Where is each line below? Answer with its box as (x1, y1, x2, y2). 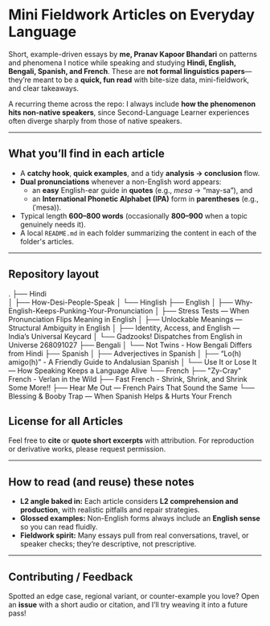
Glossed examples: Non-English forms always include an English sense (19, 513, 261, 523)
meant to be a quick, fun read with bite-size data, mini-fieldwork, (33, 75, 250, 84)
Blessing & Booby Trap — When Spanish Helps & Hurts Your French (8, 391, 232, 401)
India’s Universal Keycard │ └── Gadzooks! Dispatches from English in (8, 331, 243, 341)
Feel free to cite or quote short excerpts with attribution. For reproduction (8, 436, 255, 445)
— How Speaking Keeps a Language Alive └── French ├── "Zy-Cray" (8, 366, 242, 375)
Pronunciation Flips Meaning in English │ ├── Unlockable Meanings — (8, 314, 243, 324)
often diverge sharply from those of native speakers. (8, 116, 182, 125)
